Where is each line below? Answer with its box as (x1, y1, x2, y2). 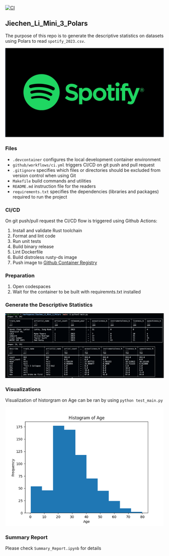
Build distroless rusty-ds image (12, 254, 77, 260)
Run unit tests (12, 238, 41, 244)
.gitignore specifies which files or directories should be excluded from (12, 167, 161, 173)
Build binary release (12, 243, 54, 249)
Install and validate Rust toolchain (12, 227, 82, 233)
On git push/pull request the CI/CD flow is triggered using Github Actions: (5, 218, 157, 224)
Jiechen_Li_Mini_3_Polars (5, 19, 88, 28)
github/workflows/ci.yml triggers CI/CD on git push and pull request (12, 161, 155, 168)
